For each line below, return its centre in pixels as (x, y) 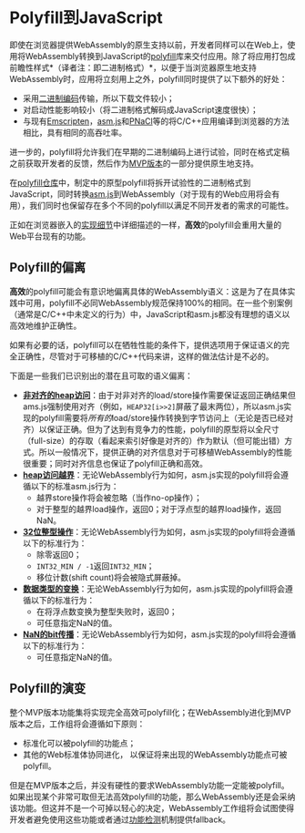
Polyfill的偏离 (48, 267)
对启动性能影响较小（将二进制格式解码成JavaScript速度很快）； (141, 109)
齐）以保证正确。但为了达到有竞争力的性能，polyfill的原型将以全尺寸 (151, 429)
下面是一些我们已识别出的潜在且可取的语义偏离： (101, 375)
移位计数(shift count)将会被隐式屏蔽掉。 (111, 577)
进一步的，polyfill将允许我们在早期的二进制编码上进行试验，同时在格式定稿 (149, 151)
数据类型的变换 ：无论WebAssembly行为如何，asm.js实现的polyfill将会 (154, 589)
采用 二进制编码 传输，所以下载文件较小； (98, 98)
